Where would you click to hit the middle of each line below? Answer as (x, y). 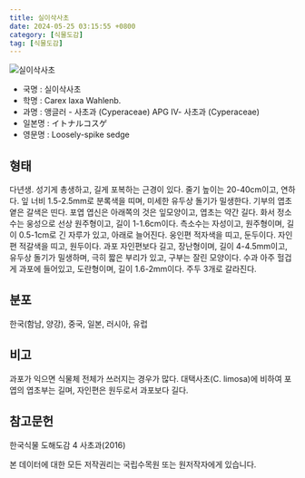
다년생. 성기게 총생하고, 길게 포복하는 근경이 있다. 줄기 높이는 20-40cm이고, (144, 190)
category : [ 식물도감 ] (46, 34)
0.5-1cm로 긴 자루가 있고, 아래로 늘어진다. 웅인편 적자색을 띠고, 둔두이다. (148, 235)
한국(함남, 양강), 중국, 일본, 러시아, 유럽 (79, 324)
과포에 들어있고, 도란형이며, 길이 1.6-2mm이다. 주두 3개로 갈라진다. (138, 269)
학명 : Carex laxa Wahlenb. (72, 101)
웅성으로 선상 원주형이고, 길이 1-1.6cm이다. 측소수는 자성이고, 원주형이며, (155, 224)
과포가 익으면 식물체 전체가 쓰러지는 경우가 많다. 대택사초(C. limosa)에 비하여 (146, 378)
